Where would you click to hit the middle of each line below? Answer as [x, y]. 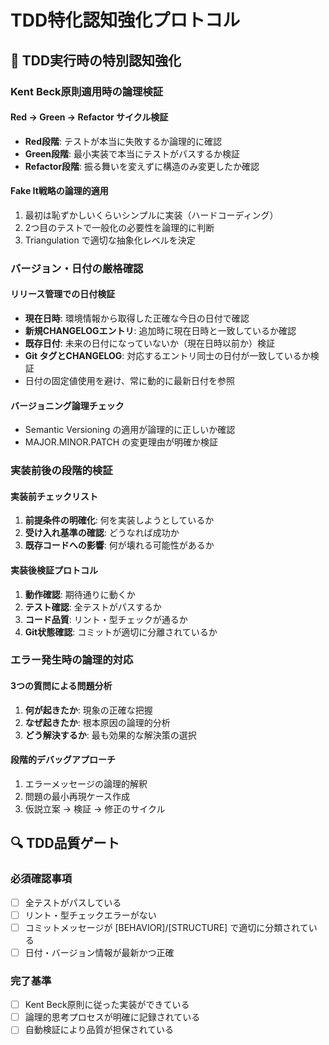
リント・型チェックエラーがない [90, 915]
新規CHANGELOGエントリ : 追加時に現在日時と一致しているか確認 [160, 331]
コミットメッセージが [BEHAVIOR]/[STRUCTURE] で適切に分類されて [166, 927]
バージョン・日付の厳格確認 [77, 268]
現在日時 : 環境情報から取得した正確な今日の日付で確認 [137, 318]
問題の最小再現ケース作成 [77, 796]
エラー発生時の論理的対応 [72, 660]
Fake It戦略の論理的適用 [59, 191]
